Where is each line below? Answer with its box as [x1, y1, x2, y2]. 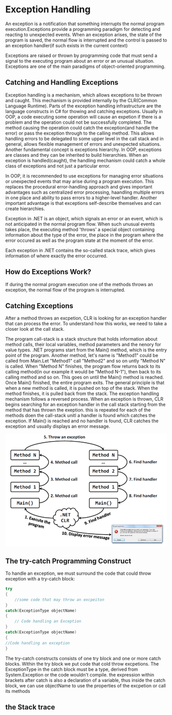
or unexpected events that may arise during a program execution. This [5, 178, 154, 184]
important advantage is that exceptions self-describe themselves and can [5, 200, 161, 206]
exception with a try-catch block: [5, 576, 75, 582]
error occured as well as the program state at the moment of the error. [5, 237, 154, 243]
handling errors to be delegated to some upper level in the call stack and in [5, 135, 164, 142]
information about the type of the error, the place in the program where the [5, 232, 164, 238]
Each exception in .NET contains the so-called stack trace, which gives [5, 247, 156, 253]
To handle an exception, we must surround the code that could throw [5, 570, 151, 576]
